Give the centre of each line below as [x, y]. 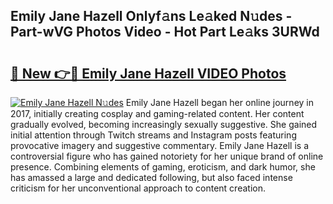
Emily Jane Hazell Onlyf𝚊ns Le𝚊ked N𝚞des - [151, 16]
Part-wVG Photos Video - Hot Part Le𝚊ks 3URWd [165, 32]
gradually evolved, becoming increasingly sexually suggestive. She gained [164, 124]
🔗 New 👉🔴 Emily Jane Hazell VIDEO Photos [148, 73]
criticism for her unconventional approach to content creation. [138, 188]
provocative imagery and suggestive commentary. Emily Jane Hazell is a [160, 145]
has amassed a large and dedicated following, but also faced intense [151, 177]
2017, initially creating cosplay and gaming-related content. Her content [157, 113]
